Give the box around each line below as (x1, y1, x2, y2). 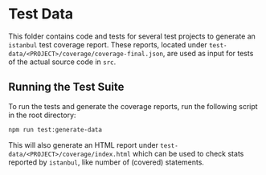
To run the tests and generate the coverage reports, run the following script (8, 101, 259, 111)
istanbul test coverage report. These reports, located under (8, 39, 207, 49)
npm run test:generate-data (8, 125, 103, 133)
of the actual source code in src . (8, 57, 117, 67)
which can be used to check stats (132, 149, 244, 158)
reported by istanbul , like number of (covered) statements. (8, 157, 205, 167)
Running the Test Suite (8, 80, 125, 94)
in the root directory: (8, 110, 76, 120)
